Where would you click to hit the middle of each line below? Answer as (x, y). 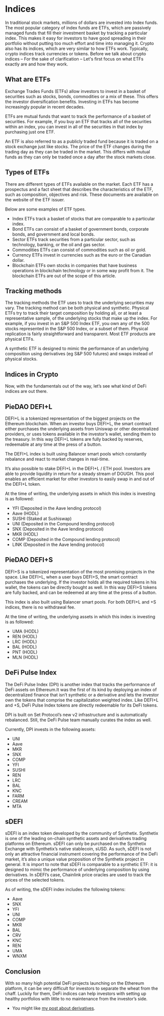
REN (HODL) (25, 636)
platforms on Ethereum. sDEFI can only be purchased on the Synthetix (76, 843)
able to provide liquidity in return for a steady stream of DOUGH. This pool (80, 474)
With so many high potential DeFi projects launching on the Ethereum (75, 983)
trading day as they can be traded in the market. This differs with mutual (78, 151)
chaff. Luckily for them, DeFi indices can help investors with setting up (76, 994)
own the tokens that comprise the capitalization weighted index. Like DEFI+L (82, 700)
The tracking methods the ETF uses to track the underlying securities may (80, 303)
